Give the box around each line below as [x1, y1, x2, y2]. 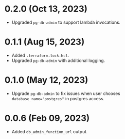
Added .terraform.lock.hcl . [11, 52, 69, 58]
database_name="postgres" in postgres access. [11, 95, 105, 101]
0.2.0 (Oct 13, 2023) [4, 3, 88, 15]
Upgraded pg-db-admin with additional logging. [11, 57, 105, 63]
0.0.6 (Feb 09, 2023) [4, 113, 90, 124]
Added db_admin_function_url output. [11, 128, 88, 134]
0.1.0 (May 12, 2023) [4, 75, 89, 86]
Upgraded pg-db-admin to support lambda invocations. [11, 19, 121, 25]
